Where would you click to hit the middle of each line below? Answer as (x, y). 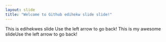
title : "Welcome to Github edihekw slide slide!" (59, 14)
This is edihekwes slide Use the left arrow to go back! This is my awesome (83, 28)
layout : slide (20, 10)
